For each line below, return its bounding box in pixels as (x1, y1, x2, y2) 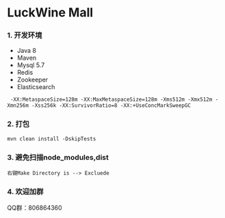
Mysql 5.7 (16, 61, 45, 69)
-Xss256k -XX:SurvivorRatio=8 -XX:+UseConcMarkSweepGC (31, 102, 191, 109)
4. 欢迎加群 (7, 187, 44, 196)
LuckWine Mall (7, 5, 94, 21)
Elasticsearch (16, 83, 55, 91)
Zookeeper (16, 75, 49, 84)
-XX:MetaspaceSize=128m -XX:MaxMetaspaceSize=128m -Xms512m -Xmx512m (10, 96, 213, 104)
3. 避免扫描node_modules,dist (7, 152, 109, 162)
